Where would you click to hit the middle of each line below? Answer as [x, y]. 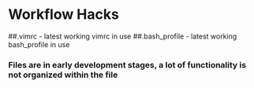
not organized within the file [63, 75]
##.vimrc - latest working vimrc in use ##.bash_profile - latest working [123, 36]
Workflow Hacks [64, 15]
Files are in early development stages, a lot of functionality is [127, 64]
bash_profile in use [39, 44]
